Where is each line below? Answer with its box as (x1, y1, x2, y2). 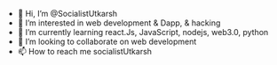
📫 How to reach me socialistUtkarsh (17, 47, 153, 56)
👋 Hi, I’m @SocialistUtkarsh (17, 9, 118, 18)
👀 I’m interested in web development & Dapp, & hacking (17, 18, 221, 28)
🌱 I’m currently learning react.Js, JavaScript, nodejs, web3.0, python (17, 27, 269, 37)
